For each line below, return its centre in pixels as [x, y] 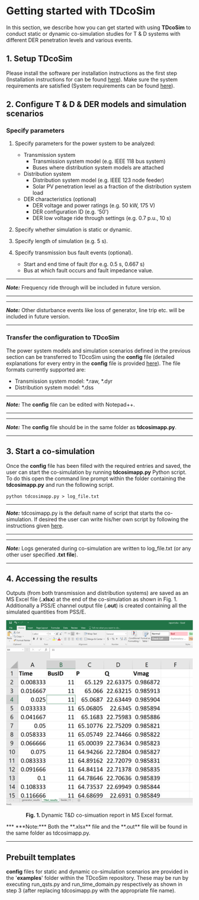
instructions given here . [35, 525]
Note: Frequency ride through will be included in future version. [84, 288]
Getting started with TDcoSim [81, 11]
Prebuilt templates [41, 857]
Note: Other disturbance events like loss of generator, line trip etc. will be [96, 310]
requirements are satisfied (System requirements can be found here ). [90, 86]
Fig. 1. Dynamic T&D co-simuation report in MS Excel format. [99, 815]
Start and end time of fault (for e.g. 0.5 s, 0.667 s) [84, 264]
